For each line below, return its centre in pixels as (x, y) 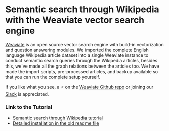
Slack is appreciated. (27, 94)
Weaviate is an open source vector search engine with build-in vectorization (85, 44)
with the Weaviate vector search (75, 20)
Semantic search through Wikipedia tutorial (57, 118)
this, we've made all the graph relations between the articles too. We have (82, 66)
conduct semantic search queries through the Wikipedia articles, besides (81, 60)
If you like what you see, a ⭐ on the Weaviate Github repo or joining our (79, 87)
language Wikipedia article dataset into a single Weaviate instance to (77, 55)
